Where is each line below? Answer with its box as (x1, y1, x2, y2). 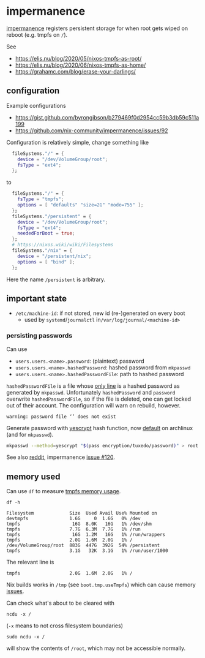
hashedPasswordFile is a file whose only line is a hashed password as (6, 382, 180, 390)
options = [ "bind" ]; (17, 259, 75, 265)
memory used (6, 471, 61, 482)
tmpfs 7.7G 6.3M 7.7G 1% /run (6, 526, 141, 532)
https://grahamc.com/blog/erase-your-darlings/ (15, 67, 136, 75)
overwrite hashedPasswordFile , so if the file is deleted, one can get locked (6, 395, 192, 403)
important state (6, 293, 67, 304)
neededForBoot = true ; (17, 230, 75, 236)
